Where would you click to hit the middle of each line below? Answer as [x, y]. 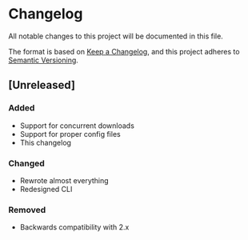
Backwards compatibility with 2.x [74, 227]
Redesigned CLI [46, 189]
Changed [27, 163]
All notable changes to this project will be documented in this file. [116, 36]
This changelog [46, 142]
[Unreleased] [42, 85]
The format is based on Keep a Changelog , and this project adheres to [124, 51]
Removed [27, 210]
